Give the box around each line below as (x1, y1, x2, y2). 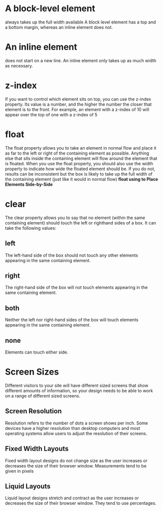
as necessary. (5, 63, 33, 68)
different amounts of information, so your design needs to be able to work (5, 387, 153, 394)
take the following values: (5, 225, 56, 231)
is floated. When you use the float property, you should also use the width (5, 160, 153, 166)
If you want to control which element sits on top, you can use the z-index (5, 96, 151, 102)
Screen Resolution (5, 407, 62, 416)
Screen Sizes (5, 366, 59, 378)
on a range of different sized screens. (5, 393, 80, 399)
